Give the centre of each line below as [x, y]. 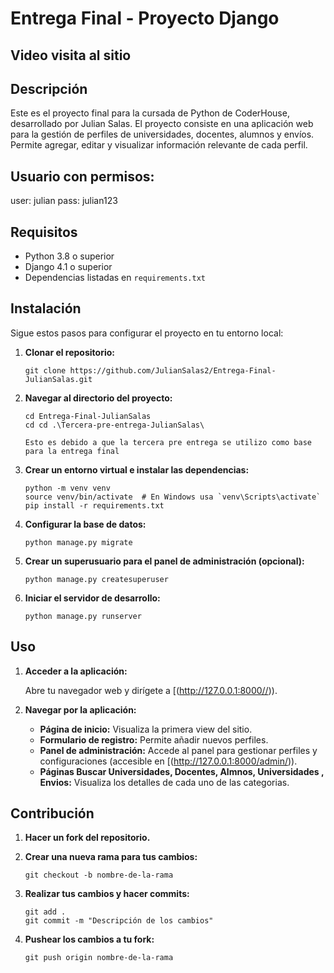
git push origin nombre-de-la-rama [99, 958]
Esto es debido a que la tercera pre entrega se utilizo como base [168, 442]
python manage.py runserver [83, 616]
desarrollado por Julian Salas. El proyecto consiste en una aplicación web [162, 124]
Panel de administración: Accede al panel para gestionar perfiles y [178, 750]
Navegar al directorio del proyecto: [98, 398]
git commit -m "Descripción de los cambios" [119, 921]
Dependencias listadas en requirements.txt [115, 278]
